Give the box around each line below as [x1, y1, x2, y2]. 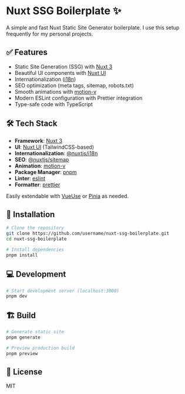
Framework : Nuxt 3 [14, 137, 63, 144]
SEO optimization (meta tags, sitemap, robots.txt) [14, 81, 134, 89]
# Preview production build [6, 345, 75, 351]
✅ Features [6, 47, 48, 57]
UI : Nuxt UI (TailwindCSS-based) [14, 143, 95, 150]
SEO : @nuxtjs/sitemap [14, 156, 69, 163]
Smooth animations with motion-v [14, 88, 97, 95]
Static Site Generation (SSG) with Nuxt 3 [14, 63, 113, 70]
